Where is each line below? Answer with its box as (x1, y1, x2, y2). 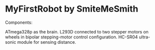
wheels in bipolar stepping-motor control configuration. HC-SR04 (5, 34, 138, 40)
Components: (5, 19, 33, 25)
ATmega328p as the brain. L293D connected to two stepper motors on (5, 29, 149, 34)
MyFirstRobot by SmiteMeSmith (5, 3, 139, 15)
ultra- (139, 34, 151, 40)
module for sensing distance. (17, 39, 76, 45)
